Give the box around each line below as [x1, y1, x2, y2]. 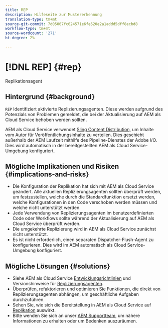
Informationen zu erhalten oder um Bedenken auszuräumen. [12, 318, 137, 324]
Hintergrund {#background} [5, 92, 95, 101]
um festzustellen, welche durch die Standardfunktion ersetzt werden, [12, 194, 155, 200]
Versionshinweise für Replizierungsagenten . [12, 281, 104, 287]
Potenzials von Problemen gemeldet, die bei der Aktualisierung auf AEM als [5, 111, 161, 117]
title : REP [5, 7, 28, 13]
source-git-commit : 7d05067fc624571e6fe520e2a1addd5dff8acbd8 [5, 21, 138, 27]
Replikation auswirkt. [12, 307, 56, 313]
